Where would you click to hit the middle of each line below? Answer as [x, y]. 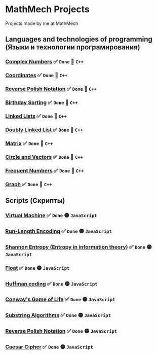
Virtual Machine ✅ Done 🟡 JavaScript [51, 215]
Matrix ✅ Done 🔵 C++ [29, 143]
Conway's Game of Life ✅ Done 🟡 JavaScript [60, 299]
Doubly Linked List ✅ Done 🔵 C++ [44, 129]
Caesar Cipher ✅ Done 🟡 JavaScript [49, 347]
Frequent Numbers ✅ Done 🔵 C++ [45, 170]
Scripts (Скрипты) [35, 201]
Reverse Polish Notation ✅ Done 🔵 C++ [51, 89]
